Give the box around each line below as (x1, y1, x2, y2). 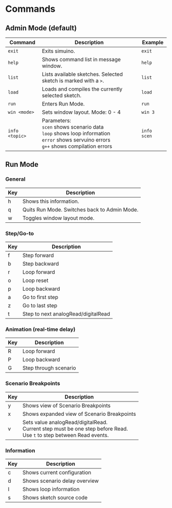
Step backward (22, 260, 59, 267)
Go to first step (22, 293, 58, 301)
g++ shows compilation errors (41, 143, 113, 150)
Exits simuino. (41, 47, 75, 55)
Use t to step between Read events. (22, 431, 109, 439)
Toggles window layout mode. (22, 214, 95, 221)
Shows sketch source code (22, 494, 88, 501)
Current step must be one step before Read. (22, 425, 128, 432)
